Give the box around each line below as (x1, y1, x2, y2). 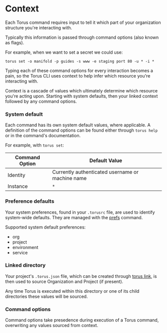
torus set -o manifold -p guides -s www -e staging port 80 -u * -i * (5, 59, 155, 64)
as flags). (5, 39, 24, 45)
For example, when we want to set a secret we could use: (5, 49, 123, 55)
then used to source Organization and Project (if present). (5, 278, 123, 284)
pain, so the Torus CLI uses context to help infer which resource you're (5, 73, 151, 79)
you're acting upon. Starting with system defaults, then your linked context (5, 93, 158, 99)
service (12, 250, 28, 255)
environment (12, 244, 39, 250)
